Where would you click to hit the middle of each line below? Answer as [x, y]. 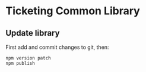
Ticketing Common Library [73, 11]
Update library [33, 33]
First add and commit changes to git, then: [57, 47]
